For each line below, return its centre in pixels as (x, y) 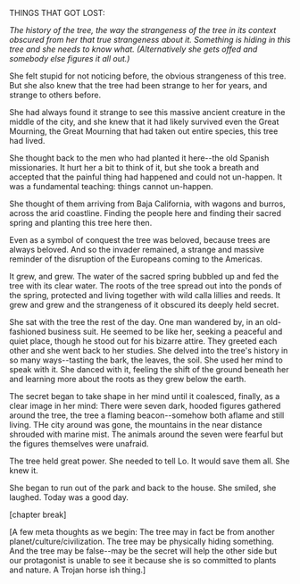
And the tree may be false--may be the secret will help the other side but (143, 551)
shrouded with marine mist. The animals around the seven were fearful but (146, 434)
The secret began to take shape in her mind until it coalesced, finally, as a (145, 396)
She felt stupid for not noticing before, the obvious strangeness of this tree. (148, 76)
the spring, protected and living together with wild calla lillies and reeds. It (145, 295)
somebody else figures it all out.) (70, 58)
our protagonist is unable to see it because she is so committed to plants (143, 560)
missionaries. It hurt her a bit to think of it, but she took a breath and (134, 167)
